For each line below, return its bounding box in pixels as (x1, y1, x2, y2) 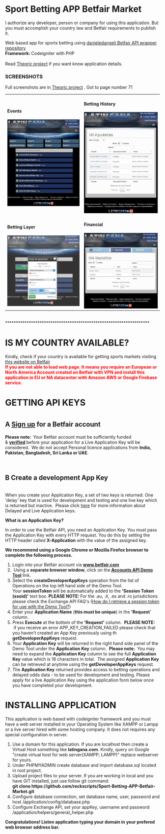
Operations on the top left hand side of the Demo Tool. (12, 582, 123, 588)
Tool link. (12, 572, 31, 578)
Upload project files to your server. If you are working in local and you (12, 772, 154, 778)
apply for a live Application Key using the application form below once (12, 677, 154, 683)
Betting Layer (7, 224, 35, 230)
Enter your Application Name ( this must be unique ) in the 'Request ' (12, 608, 151, 615)
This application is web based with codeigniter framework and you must (5, 716, 151, 721)
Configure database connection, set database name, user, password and (12, 794, 160, 799)
